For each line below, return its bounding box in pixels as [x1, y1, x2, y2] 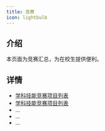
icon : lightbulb [6, 14, 47, 21]
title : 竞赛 [6, 8, 35, 15]
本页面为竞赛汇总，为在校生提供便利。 [6, 56, 102, 63]
